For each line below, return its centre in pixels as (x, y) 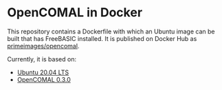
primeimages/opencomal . (43, 46)
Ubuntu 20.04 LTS (43, 72)
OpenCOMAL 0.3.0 (44, 79)
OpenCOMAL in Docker (75, 13)
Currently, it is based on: (42, 59)
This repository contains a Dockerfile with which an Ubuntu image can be (111, 31)
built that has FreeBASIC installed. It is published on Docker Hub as (102, 38)
